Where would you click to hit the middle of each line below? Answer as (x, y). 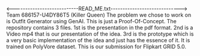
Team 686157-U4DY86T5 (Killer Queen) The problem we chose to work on (99, 15)
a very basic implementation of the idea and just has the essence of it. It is (98, 40)
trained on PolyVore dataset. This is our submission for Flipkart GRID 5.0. (96, 46)
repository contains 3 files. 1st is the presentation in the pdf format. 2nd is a (100, 27)
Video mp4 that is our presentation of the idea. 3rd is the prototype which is (100, 34)
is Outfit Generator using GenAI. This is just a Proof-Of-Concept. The (92, 21)
